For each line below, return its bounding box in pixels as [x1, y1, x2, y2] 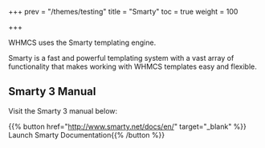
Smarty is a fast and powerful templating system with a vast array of [8, 54, 234, 62]
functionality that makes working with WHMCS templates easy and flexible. [8, 62, 257, 71]
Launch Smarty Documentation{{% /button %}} [8, 130, 165, 139]
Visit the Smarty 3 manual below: [8, 106, 118, 115]
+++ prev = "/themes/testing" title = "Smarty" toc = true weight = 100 [8, 7, 238, 16]
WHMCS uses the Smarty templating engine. [8, 38, 157, 47]
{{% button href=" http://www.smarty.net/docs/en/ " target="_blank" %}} [8, 122, 247, 131]
